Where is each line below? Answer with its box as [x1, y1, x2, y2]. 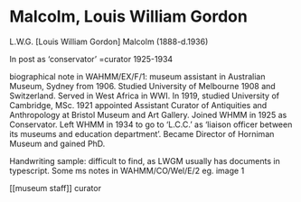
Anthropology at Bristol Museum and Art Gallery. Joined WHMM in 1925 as [9, 109, 287, 120]
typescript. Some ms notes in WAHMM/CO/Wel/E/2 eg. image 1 [9, 165, 245, 176]
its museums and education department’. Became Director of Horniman [9, 128, 275, 139]
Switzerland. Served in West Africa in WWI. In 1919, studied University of [9, 90, 280, 101]
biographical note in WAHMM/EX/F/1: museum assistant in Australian [9, 70, 266, 82]
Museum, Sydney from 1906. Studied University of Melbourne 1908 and [9, 80, 276, 91]
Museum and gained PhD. [9, 138, 106, 149]
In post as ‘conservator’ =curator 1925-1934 [9, 53, 174, 64]
